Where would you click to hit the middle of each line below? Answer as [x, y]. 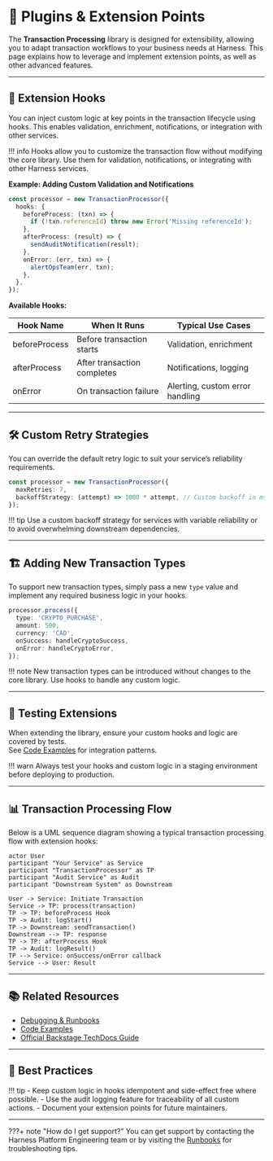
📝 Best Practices [51, 1071]
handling [184, 396]
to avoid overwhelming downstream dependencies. [94, 529]
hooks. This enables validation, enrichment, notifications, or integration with [135, 126]
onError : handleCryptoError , [65, 648]
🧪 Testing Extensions [63, 713]
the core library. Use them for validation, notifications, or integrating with [130, 160]
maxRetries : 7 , [41, 489]
